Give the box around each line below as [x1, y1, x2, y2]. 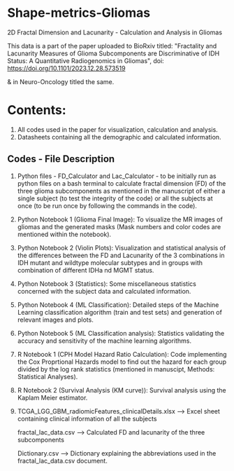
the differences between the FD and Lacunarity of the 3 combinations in [17, 251, 225, 259]
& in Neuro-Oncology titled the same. [7, 77, 115, 86]
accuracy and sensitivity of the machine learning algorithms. [17, 336, 192, 345]
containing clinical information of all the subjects [17, 414, 157, 423]
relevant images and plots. [17, 315, 94, 324]
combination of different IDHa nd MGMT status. [17, 266, 154, 274]
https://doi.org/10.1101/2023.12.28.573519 [7, 64, 126, 72]
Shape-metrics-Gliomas [7, 5, 151, 21]
